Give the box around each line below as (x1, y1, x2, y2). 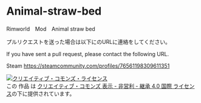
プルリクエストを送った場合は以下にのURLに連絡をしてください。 (6, 38, 171, 45)
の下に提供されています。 (12, 90, 75, 97)
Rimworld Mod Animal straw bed (6, 25, 95, 32)
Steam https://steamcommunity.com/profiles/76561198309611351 (6, 62, 170, 69)
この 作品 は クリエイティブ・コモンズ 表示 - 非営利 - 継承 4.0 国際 (6, 82, 172, 90)
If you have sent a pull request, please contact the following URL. (6, 50, 169, 57)
